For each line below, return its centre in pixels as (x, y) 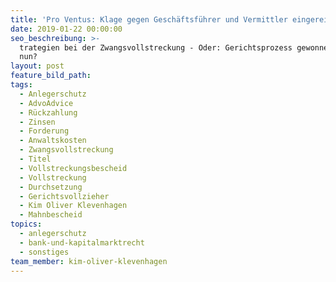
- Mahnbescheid (51, 215)
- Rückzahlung (48, 112)
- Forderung (44, 131)
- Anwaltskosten (53, 141)
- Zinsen (37, 122)
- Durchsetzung (51, 187)
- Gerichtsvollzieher (64, 196)
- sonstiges (44, 252)
